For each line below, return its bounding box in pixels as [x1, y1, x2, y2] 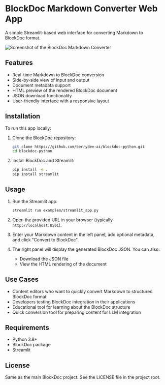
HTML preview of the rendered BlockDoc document [12, 87, 117, 93]
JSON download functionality [12, 92, 72, 98]
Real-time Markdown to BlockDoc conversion [12, 72, 104, 78]
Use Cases [5, 275, 39, 284]
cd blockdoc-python [12, 148, 53, 154]
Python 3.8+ [12, 336, 38, 342]
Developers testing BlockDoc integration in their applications [12, 298, 135, 305]
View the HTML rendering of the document [19, 261, 107, 267]
